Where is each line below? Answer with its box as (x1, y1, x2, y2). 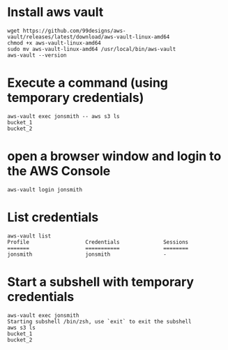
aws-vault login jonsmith (7, 186, 82, 193)
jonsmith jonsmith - (7, 251, 167, 258)
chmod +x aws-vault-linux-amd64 (7, 39, 101, 46)
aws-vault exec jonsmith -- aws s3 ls (7, 112, 120, 119)
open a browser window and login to (7, 148, 222, 164)
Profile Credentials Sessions (7, 238, 189, 245)
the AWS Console (7, 163, 111, 179)
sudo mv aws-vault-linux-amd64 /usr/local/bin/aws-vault (7, 45, 176, 52)
